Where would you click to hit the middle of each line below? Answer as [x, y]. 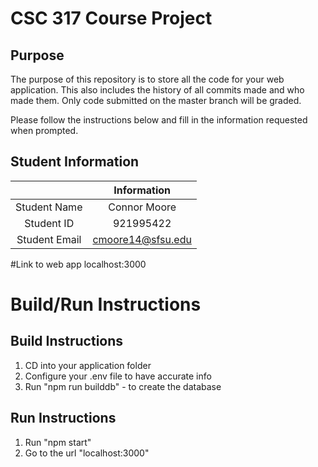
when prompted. [44, 130]
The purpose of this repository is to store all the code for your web [147, 79]
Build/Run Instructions [106, 304]
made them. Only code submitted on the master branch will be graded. [156, 100]
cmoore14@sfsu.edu [142, 239]
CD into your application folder [88, 365]
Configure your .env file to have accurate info [118, 376]
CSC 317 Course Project [111, 18]
